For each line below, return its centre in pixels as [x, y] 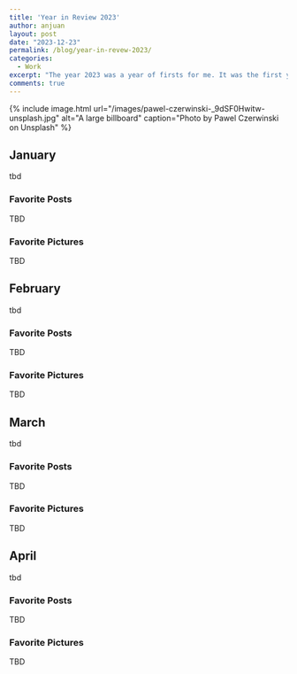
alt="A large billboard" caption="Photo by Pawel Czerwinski [170, 118]
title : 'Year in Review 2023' [65, 17]
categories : [31, 58]
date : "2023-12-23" [45, 42]
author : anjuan [37, 26]
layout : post [33, 34]
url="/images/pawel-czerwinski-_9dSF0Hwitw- [179, 108]
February [35, 289]
